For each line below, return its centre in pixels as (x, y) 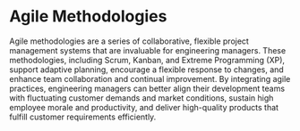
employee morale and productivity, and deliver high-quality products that (144, 107)
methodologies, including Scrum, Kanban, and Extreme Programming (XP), (147, 60)
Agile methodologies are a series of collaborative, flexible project (129, 41)
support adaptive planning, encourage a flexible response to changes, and (146, 70)
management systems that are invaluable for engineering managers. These (148, 50)
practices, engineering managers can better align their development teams (147, 88)
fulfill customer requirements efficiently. (83, 117)
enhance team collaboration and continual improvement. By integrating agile (150, 78)
